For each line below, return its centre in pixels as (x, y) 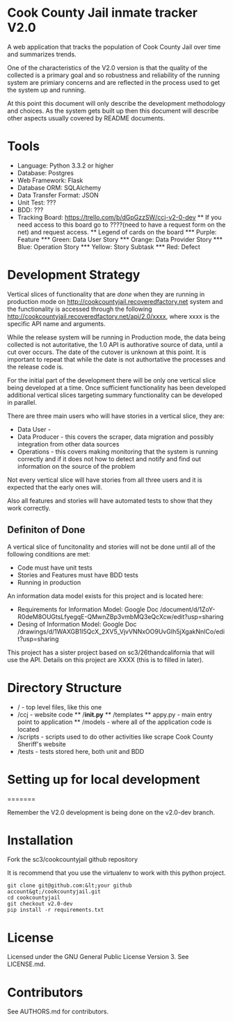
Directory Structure (65, 688)
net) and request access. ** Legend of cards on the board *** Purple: (117, 232)
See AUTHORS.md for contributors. (58, 1012)
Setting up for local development (104, 779)
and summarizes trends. (42, 54)
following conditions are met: (49, 554)
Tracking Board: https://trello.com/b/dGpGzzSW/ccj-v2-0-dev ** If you (119, 217)
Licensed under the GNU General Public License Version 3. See (98, 957)
